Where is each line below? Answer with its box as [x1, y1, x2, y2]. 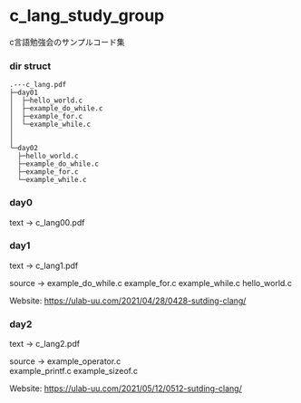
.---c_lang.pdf [9, 81, 67, 90]
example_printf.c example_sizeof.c [9, 366, 139, 377]
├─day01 [9, 88, 39, 98]
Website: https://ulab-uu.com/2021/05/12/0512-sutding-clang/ [9, 383, 242, 394]
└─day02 [9, 144, 39, 153]
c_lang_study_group [9, 5, 165, 26]
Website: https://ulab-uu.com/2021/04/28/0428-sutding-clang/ [9, 295, 247, 306]
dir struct [9, 60, 52, 72]
